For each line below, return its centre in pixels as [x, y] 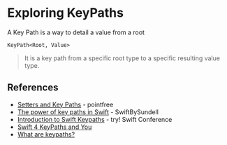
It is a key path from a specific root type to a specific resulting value [122, 58]
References [33, 88]
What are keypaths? [46, 134]
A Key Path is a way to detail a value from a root [76, 32]
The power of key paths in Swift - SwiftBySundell [88, 112]
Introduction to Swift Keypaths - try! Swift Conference [95, 119]
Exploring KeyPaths [66, 13]
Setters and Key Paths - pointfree [65, 104]
